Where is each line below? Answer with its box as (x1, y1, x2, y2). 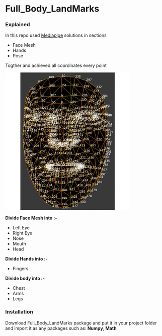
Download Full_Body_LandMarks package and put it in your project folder (5, 320, 157, 326)
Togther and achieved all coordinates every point (5, 62, 107, 68)
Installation (5, 308, 34, 315)
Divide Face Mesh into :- (5, 215, 57, 221)
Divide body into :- (5, 275, 45, 282)
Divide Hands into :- (5, 256, 48, 262)
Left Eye (12, 225, 30, 231)
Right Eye (12, 230, 33, 236)
